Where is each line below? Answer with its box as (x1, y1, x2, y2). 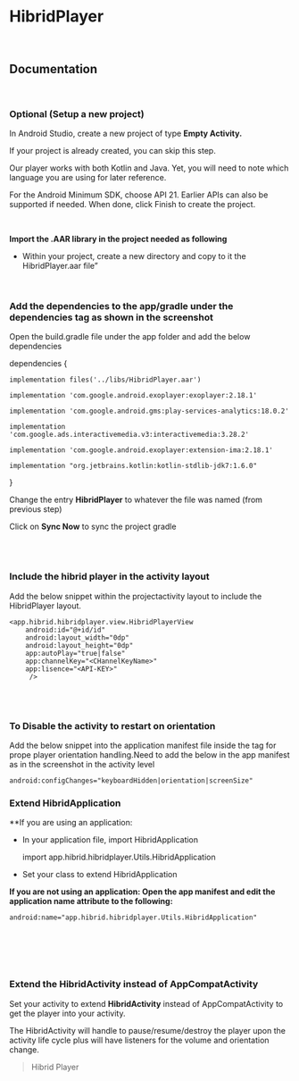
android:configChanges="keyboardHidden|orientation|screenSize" (9, 775, 253, 785)
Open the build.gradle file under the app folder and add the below (9, 331, 251, 342)
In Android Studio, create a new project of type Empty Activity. (9, 128, 243, 139)
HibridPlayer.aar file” (21, 261, 98, 272)
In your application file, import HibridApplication (21, 834, 199, 845)
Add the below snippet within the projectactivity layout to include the (9, 591, 262, 601)
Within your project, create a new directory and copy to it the (21, 251, 247, 262)
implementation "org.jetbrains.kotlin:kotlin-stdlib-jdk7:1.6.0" (9, 462, 257, 471)
